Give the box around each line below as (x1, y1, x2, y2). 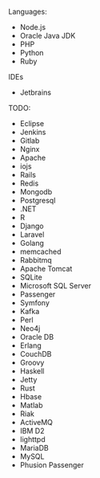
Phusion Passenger (19, 460, 84, 469)
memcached (19, 247, 62, 256)
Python (19, 48, 44, 57)
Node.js (19, 22, 46, 31)
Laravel (19, 230, 45, 239)
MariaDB (19, 443, 50, 452)
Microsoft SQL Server (19, 281, 92, 290)
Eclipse (19, 119, 45, 128)
